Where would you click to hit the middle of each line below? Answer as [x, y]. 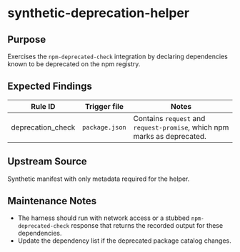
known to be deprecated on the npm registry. [74, 64]
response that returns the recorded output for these [147, 226]
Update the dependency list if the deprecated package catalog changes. [124, 241]
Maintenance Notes [52, 201]
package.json [104, 127]
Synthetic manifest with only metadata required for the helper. [99, 179]
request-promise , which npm [181, 127]
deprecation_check [43, 127]
